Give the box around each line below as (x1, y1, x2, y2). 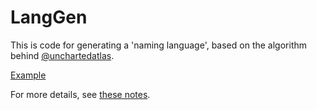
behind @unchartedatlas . (10, 49, 115, 61)
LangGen (10, 6, 88, 29)
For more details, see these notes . (10, 88, 151, 100)
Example (10, 69, 47, 81)
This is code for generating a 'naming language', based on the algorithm (10, 39, 308, 51)
